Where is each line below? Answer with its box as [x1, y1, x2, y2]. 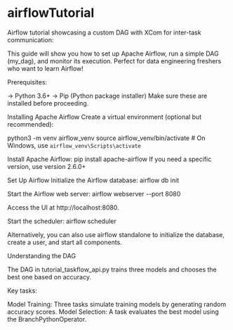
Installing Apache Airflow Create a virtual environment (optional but [7, 113, 202, 121]
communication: [7, 35, 54, 44]
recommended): [7, 120, 54, 128]
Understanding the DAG [7, 251, 76, 260]
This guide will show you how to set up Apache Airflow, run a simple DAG [7, 49, 219, 58]
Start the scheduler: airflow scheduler [7, 217, 117, 225]
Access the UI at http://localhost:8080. [7, 203, 119, 212]
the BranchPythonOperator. [7, 315, 87, 323]
